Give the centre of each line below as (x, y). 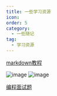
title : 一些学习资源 (28, 12)
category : (18, 28)
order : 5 (17, 23)
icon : (13, 17)
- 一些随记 (23, 34)
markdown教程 (24, 63)
